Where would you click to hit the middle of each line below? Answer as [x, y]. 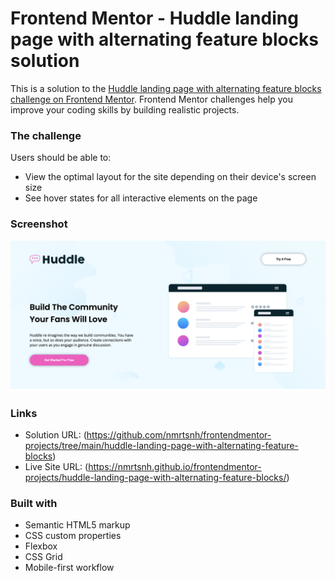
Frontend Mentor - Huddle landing [154, 18]
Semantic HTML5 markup [77, 525]
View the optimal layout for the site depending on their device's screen [170, 177]
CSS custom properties [73, 536]
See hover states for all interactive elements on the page [141, 198]
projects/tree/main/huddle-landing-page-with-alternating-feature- [161, 446]
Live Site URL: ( [56, 467]
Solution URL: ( [55, 435]
